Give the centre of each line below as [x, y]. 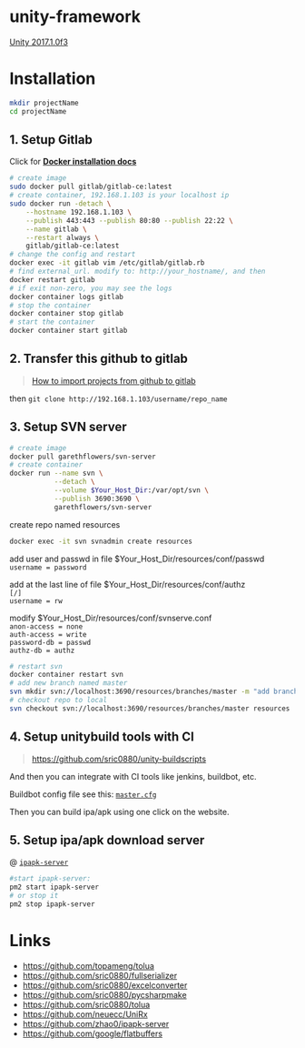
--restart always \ [63, 237]
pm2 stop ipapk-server [52, 904]
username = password [49, 567]
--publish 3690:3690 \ [97, 499]
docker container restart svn [67, 675]
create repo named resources [65, 524]
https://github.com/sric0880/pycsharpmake [105, 994]
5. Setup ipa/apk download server [107, 840]
